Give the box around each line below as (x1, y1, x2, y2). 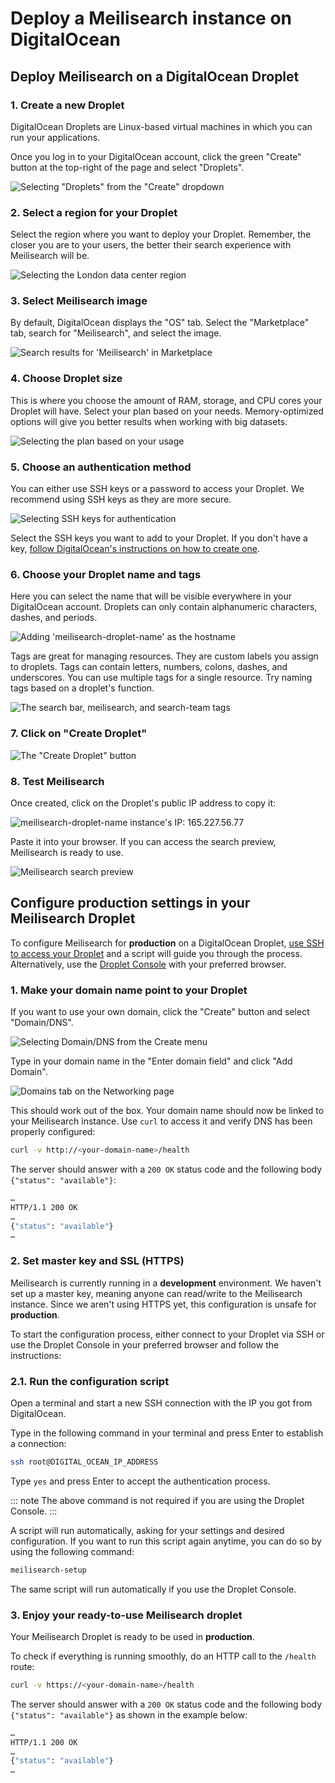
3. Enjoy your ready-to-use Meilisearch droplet (10, 1608, 243, 1622)
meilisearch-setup (10, 1565, 87, 1575)
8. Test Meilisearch (10, 774, 105, 788)
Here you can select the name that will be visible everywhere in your (10, 590, 292, 602)
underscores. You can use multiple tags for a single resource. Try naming (10, 672, 313, 684)
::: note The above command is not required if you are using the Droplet (10, 1494, 305, 1506)
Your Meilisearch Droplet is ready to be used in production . (10, 1630, 255, 1642)
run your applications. (10, 131, 101, 143)
